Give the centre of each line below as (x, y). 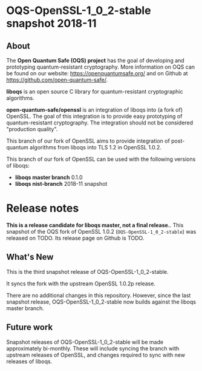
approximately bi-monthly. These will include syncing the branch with (93, 348)
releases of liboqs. (29, 361)
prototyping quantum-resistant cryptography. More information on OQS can (101, 67)
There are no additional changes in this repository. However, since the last (99, 295)
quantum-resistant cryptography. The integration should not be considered (100, 123)
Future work (30, 328)
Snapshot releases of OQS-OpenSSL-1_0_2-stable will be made (85, 342)
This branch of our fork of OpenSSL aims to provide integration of (88, 141)
